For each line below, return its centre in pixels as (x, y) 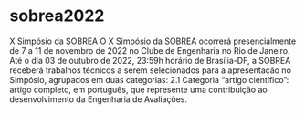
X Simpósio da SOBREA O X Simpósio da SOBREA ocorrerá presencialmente (153, 41)
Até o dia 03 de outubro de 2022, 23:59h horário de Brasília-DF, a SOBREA (150, 60)
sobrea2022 (57, 16)
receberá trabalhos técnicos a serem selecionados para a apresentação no (151, 70)
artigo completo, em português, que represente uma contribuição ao (138, 89)
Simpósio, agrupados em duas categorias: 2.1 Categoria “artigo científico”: (149, 79)
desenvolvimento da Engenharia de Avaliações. (99, 99)
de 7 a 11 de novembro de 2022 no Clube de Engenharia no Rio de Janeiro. (150, 50)
